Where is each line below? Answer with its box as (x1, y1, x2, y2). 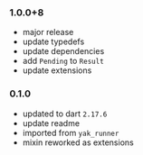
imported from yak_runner (22, 127, 119, 138)
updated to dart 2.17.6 (22, 108, 108, 119)
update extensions (22, 65, 92, 76)
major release (22, 27, 74, 38)
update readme (22, 117, 80, 128)
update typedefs (22, 36, 85, 47)
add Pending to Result (22, 56, 104, 67)
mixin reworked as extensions (22, 137, 134, 148)
